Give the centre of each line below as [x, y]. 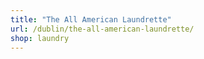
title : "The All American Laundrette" [91, 19]
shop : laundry [40, 38]
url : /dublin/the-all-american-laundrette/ [102, 29]
